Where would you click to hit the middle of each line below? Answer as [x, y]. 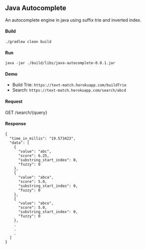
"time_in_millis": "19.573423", [43, 138]
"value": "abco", [36, 203]
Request [14, 102]
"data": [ [19, 142]
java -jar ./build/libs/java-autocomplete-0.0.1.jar [60, 63]
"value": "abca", [36, 177]
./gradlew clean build [28, 42]
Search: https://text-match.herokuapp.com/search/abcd [69, 90]
